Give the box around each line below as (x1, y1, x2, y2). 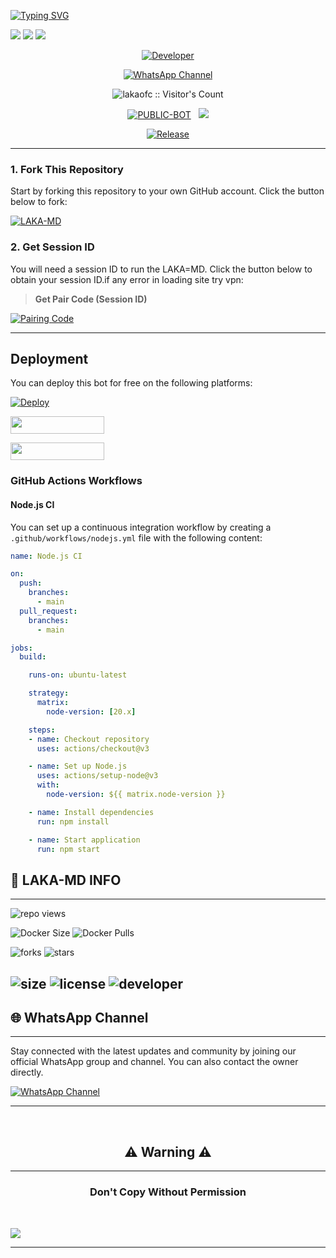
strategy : (28, 688, 70, 699)
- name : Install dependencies (28, 807, 155, 817)
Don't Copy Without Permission (89, 1185, 247, 1199)
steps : (28, 725, 56, 735)
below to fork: (10, 196, 68, 208)
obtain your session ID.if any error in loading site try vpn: (10, 273, 244, 285)
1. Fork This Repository (10, 162, 124, 176)
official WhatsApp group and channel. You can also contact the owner (10, 1056, 299, 1068)
